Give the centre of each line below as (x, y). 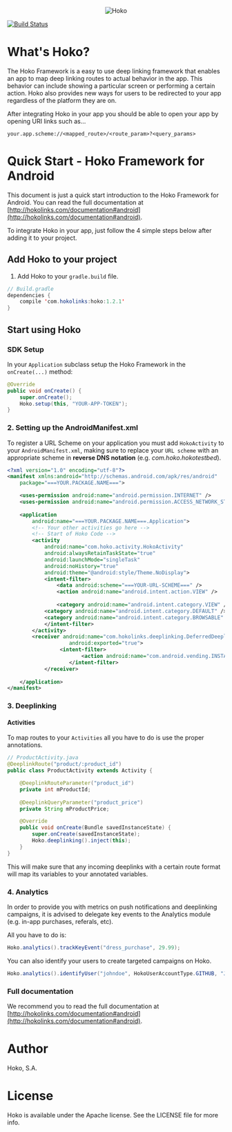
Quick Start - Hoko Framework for (106, 161)
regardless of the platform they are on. (62, 100)
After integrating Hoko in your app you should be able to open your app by (113, 113)
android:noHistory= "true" (81, 566)
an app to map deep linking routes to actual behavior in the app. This (105, 78)
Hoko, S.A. (22, 1068)
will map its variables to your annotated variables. (78, 874)
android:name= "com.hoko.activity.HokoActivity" (114, 547)
